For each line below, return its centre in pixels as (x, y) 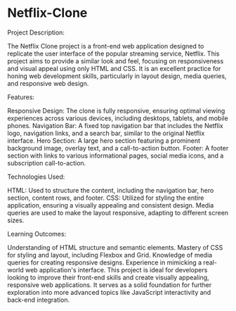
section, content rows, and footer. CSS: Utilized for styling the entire (106, 198)
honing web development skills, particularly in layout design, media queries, (117, 76)
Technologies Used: (36, 177)
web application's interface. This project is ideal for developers (116, 269)
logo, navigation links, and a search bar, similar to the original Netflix (106, 133)
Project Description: (36, 32)
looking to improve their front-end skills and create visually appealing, (108, 277)
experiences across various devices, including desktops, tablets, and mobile (118, 118)
